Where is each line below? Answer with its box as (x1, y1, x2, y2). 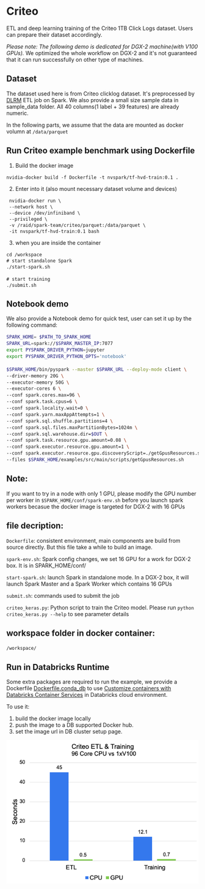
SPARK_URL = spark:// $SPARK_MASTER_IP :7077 (6, 341, 113, 347)
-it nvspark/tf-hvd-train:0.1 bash (9, 228, 99, 234)
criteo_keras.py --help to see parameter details (6, 610, 129, 617)
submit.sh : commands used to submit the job (6, 592, 120, 599)
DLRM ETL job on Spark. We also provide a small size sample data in (6, 96, 179, 103)
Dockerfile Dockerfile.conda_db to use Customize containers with (6, 685, 171, 692)
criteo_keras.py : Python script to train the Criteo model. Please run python (6, 604, 194, 611)
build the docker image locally (15, 715, 92, 723)
